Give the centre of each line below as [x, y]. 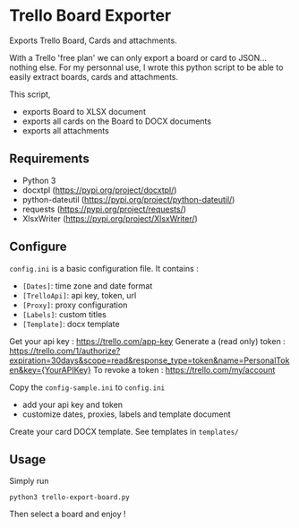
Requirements [49, 159]
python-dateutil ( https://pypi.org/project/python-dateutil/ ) [128, 199]
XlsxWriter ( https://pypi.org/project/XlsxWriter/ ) [110, 218]
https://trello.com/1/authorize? [65, 351]
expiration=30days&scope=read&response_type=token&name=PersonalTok [149, 360]
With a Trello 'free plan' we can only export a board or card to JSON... [138, 57]
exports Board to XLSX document [84, 111]
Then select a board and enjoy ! [68, 514]
